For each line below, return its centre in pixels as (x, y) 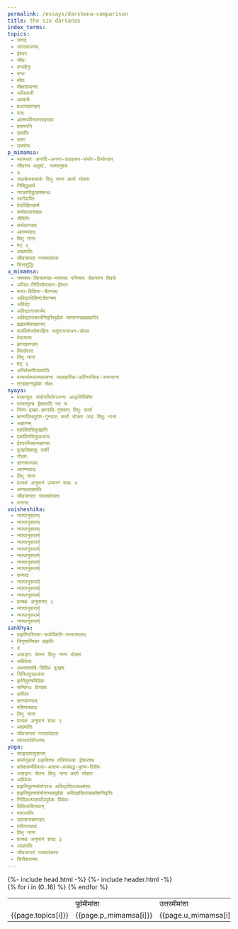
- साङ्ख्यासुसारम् (28, 754)
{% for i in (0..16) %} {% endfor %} (58, 887)
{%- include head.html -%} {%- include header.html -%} (90, 879)
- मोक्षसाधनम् (24, 87)
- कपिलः (20, 694)
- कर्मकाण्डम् (23, 225)
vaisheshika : (27, 509)
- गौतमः (19, 456)
